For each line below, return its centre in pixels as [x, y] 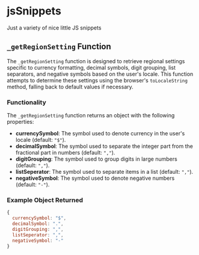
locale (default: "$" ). [41, 140]
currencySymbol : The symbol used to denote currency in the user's [100, 134]
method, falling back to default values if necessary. [70, 87]
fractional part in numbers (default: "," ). [65, 153]
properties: [20, 122]
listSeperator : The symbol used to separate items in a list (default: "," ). [104, 172]
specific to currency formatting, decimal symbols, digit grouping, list [91, 67]
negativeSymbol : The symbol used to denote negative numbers [95, 178]
